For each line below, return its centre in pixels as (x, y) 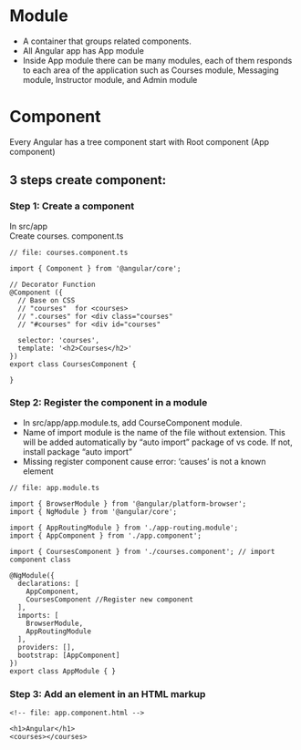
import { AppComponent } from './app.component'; (106, 535)
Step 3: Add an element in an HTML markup (108, 693)
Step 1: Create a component (72, 206)
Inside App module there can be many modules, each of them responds (157, 60)
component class (40, 560)
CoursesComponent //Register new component (110, 599)
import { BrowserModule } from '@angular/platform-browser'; (128, 503)
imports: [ (38, 615)
